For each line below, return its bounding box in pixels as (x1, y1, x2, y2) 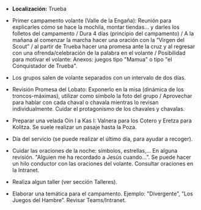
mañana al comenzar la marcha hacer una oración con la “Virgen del (12, 37, 185, 43)
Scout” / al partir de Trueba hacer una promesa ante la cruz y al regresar (12, 43, 196, 50)
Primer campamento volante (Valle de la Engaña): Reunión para (12, 17, 172, 24)
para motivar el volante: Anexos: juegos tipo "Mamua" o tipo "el (12, 56, 172, 63)
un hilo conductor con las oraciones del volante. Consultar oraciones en (12, 160, 194, 167)
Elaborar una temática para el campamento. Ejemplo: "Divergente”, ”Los (12, 190, 194, 197)
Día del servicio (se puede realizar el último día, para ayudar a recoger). (12, 135, 193, 142)
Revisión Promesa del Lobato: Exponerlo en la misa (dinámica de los (12, 86, 185, 93)
